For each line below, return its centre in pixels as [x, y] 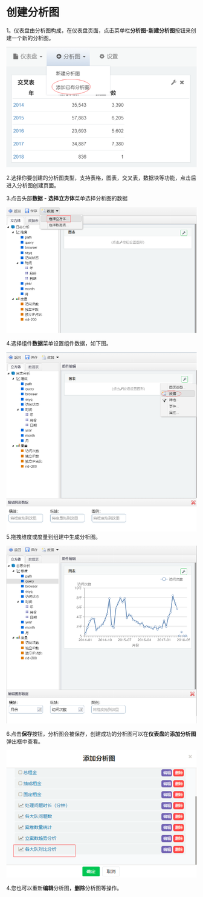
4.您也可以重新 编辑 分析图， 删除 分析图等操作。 [64, 888]
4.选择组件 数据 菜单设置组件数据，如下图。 [59, 344]
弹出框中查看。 [25, 741]
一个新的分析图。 [33, 38]
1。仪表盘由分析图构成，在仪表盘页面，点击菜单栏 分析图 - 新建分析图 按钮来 [99, 30]
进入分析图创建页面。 [33, 185]
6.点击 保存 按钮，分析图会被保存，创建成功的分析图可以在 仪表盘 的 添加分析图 [101, 733]
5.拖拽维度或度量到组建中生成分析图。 [53, 537]
